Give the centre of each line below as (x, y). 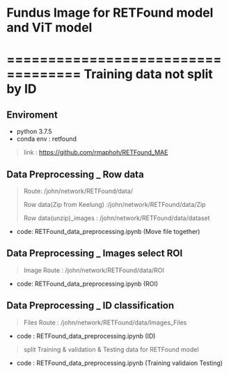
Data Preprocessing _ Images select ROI (95, 253)
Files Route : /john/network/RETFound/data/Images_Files (105, 322)
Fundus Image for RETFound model (110, 13)
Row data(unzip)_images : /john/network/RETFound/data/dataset (117, 218)
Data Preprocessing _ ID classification (90, 305)
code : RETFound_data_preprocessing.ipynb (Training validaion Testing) (120, 363)
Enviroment (32, 115)
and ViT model (49, 28)
